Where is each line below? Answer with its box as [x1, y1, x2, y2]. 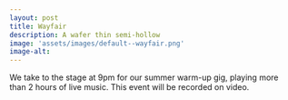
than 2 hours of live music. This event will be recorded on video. [9, 82, 250, 93]
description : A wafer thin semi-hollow [9, 30, 161, 39]
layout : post [9, 13, 59, 23]
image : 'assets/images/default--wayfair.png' [9, 38, 184, 48]
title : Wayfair [9, 22, 67, 31]
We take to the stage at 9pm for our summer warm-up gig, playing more [9, 72, 279, 83]
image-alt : [9, 47, 51, 56]
